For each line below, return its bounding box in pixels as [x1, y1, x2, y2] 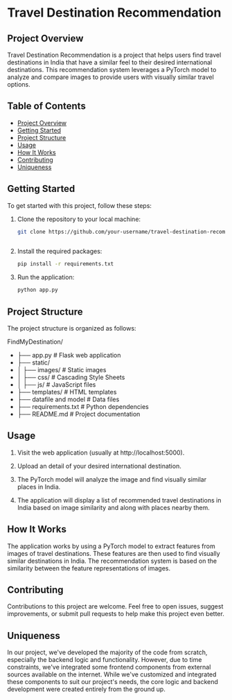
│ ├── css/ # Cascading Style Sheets [17, 373, 125, 381]
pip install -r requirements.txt [17, 261, 114, 268]
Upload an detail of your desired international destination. [17, 462, 181, 470]
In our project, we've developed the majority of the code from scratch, [7, 648, 208, 656]
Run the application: [17, 273, 75, 281]
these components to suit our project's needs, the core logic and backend [7, 678, 218, 686]
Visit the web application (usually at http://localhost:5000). [17, 448, 185, 457]
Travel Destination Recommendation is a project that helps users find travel [7, 51, 222, 59]
